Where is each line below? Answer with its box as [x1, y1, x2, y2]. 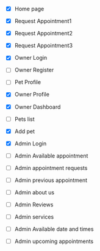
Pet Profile [14, 79, 41, 86]
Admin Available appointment [14, 152, 88, 159]
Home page [14, 5, 45, 12]
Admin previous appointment [14, 176, 88, 184]
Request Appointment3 [14, 42, 73, 49]
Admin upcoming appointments [14, 238, 94, 245]
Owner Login [14, 54, 48, 62]
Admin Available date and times [14, 225, 94, 233]
